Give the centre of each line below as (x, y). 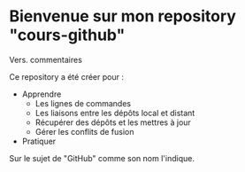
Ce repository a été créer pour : (66, 76)
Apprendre (42, 94)
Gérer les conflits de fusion (84, 131)
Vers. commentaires (46, 59)
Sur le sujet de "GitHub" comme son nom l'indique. (102, 158)
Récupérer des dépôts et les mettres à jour (113, 122)
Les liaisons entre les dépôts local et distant (115, 113)
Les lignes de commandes (83, 103)
